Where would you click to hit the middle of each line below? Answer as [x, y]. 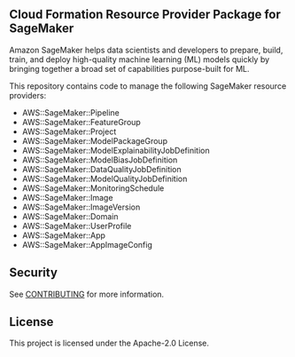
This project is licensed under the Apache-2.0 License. [109, 343]
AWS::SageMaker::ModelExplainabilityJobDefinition [116, 150]
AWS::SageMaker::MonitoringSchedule [93, 188]
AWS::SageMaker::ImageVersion [81, 207]
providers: [28, 95]
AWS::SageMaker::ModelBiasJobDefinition [100, 160]
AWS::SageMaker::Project [69, 131]
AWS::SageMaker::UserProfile [77, 226]
